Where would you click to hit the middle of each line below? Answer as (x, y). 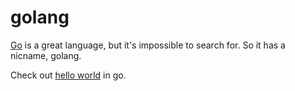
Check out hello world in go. (68, 75)
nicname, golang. (46, 55)
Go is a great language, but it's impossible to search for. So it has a (148, 45)
